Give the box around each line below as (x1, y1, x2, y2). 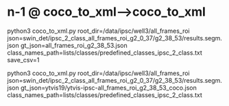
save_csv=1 (7, 55, 40, 64)
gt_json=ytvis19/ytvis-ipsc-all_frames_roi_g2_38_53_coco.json (20, 83, 197, 92)
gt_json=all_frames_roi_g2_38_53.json (20, 41, 128, 49)
